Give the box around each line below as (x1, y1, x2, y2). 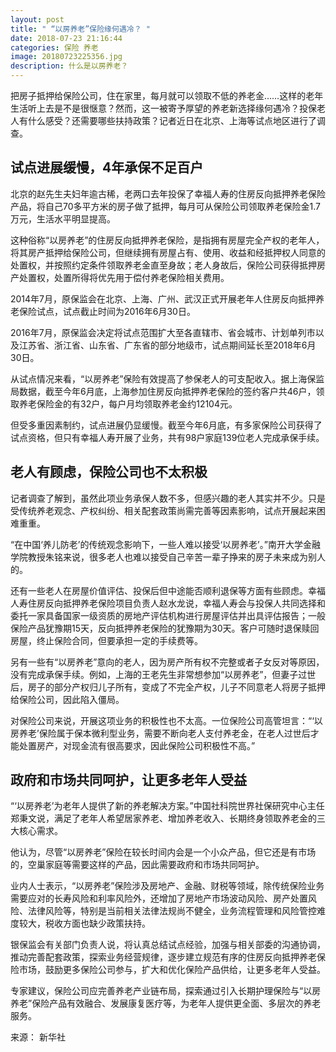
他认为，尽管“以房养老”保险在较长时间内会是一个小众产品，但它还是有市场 (10, 846, 317, 858)
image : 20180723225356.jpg (10, 52, 123, 62)
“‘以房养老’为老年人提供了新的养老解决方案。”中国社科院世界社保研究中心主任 (10, 800, 325, 812)
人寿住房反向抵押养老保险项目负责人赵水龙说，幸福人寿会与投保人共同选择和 (10, 597, 326, 609)
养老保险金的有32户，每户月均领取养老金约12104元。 (18, 397, 238, 410)
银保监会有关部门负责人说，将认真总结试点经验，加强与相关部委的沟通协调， (10, 939, 326, 951)
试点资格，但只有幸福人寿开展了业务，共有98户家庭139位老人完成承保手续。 (10, 431, 325, 443)
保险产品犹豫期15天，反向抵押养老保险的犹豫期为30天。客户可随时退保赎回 (10, 622, 320, 634)
